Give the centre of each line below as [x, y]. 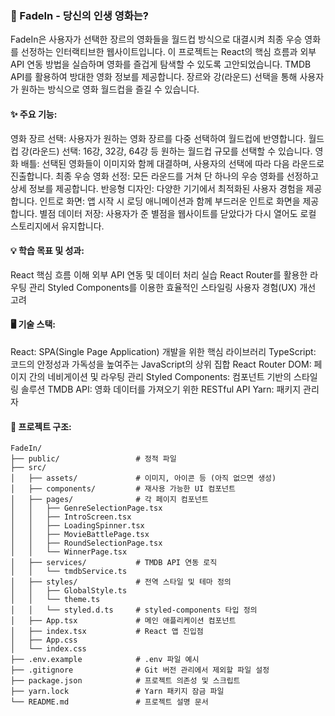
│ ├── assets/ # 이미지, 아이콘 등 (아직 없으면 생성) [143, 478]
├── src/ [28, 468]
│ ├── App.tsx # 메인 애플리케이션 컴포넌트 [123, 621]
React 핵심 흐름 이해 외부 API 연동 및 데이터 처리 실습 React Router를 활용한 [159, 274]
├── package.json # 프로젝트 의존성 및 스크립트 [125, 681]
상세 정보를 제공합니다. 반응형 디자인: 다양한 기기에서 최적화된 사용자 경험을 [157, 188]
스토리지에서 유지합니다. [57, 226]
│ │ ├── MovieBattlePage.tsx [80, 535]
